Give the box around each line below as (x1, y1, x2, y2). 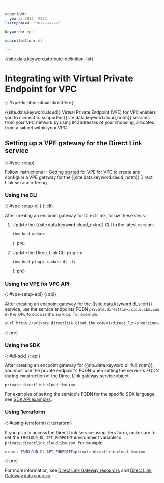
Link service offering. (5, 179, 48, 185)
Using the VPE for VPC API (5, 280, 70, 287)
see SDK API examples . (5, 396, 52, 402)
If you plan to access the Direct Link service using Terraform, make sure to (5, 429, 156, 435)
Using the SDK (5, 342, 41, 349)
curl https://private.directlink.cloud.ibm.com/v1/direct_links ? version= (5, 321, 159, 326)
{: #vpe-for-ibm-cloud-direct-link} (5, 100, 74, 106)
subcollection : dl (5, 38, 43, 43)
